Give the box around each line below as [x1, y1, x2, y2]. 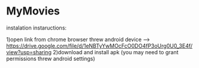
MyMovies [6, 4, 60, 18]
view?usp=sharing [6, 48, 52, 55]
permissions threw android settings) [6, 55, 95, 62]
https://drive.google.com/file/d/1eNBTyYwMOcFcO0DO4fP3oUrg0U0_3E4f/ [6, 42, 193, 49]
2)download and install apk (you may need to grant [53, 48, 179, 55]
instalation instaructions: [6, 24, 67, 31]
